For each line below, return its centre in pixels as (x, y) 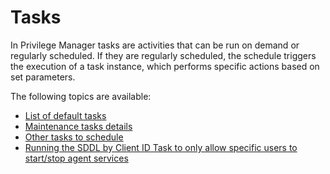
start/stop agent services (76, 158)
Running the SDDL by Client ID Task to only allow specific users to (161, 147)
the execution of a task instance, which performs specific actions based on (165, 66)
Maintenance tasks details (78, 126)
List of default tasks (65, 115)
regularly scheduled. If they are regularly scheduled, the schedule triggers (163, 55)
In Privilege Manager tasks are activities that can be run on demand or (155, 45)
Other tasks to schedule (74, 137)
